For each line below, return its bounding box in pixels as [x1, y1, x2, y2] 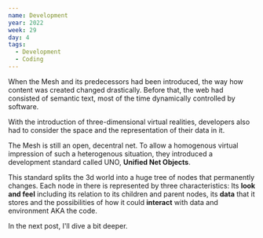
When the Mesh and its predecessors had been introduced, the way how [8, 76, 243, 86]
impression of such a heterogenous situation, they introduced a [8, 148, 214, 158]
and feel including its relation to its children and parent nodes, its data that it [8, 189, 255, 199]
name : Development [8, 11, 68, 20]
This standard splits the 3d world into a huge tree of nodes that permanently [8, 172, 255, 181]
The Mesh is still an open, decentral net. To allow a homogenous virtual [8, 141, 239, 150]
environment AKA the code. [8, 206, 98, 215]
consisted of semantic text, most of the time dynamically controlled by [8, 93, 236, 103]
